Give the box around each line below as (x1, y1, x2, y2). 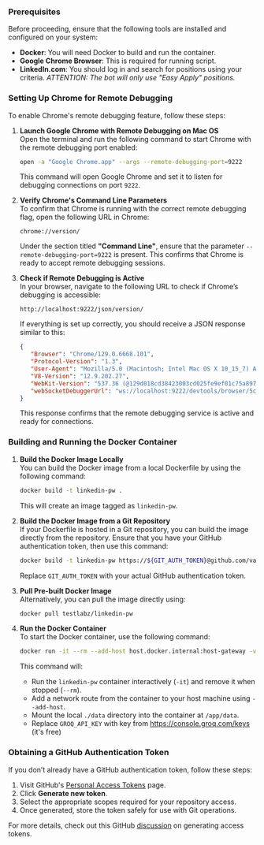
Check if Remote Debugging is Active (19, 274, 145, 283)
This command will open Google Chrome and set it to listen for (19, 172, 223, 181)
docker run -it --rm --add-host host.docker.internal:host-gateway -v (19, 647, 257, 656)
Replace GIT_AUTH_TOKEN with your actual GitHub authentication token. (19, 571, 247, 580)
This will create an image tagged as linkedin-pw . (19, 501, 178, 510)
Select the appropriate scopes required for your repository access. (19, 797, 236, 806)
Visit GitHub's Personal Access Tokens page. (19, 780, 167, 790)
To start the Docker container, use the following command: (19, 632, 210, 642)
